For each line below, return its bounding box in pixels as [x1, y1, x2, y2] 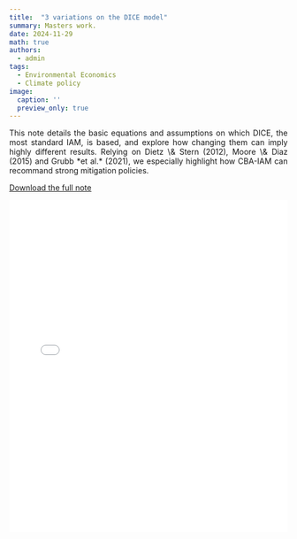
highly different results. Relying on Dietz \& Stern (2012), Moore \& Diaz [9, 147, 288, 158]
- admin [17, 54, 46, 63]
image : [9, 87, 34, 96]
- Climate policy [17, 79, 81, 88]
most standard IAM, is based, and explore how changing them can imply [9, 137, 288, 148]
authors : [9, 46, 42, 55]
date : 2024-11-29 [9, 29, 73, 38]
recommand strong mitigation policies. [9, 166, 149, 176]
